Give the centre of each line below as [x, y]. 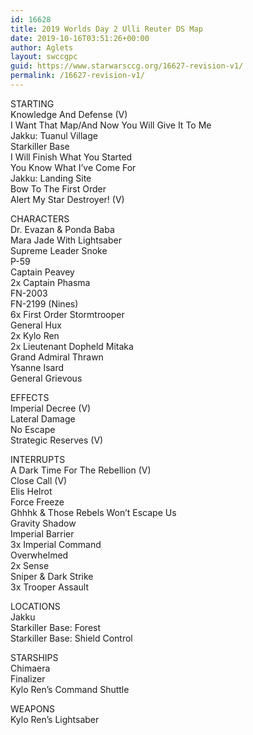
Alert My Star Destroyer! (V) [67, 199]
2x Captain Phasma [50, 282]
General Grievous [46, 378]
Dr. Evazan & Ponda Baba [62, 229]
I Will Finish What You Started [71, 157]
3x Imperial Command [56, 544]
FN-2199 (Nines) [44, 303]
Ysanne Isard [37, 367]
